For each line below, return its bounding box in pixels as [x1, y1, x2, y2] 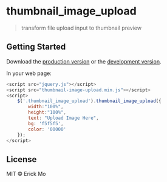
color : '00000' [28, 126, 67, 132]
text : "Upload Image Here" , [28, 115, 99, 121]
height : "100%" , [28, 109, 67, 115]
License [6, 154, 37, 164]
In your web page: [6, 70, 52, 77]
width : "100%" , [28, 104, 64, 110]
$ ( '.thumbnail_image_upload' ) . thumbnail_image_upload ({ [17, 98, 162, 104]
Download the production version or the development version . [6, 57, 162, 65]
